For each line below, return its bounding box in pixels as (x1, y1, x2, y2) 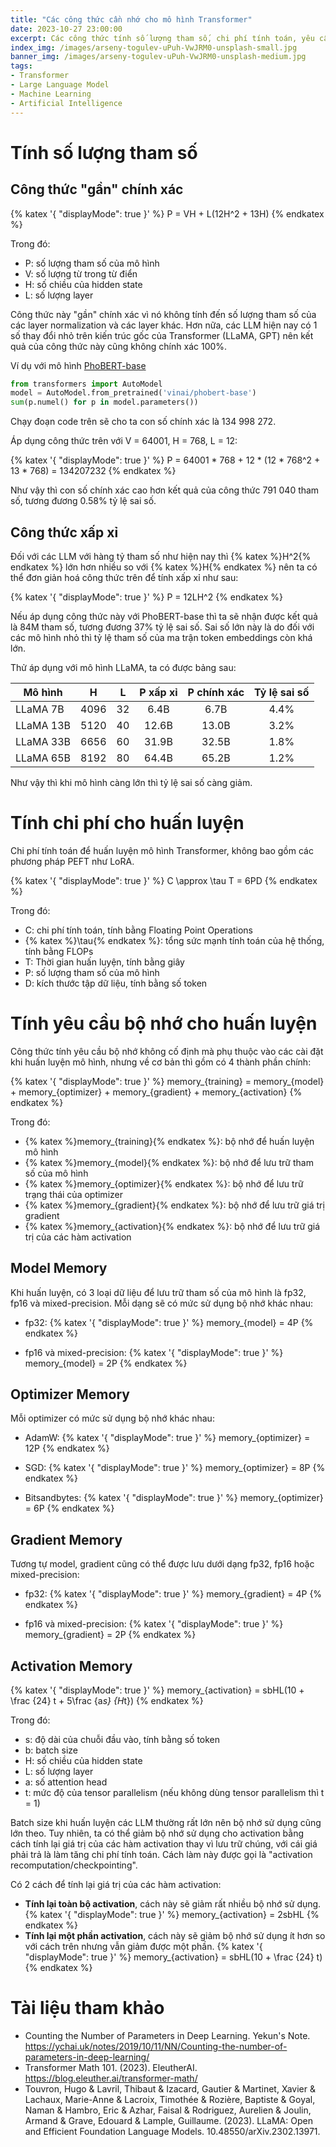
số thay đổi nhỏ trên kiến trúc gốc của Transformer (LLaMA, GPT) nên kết (10, 329, 314, 341)
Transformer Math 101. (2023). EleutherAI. (24, 2062, 198, 2073)
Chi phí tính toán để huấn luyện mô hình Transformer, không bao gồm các (10, 844, 314, 856)
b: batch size (24, 1744, 79, 1756)
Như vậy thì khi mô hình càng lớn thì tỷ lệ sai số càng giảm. (10, 776, 253, 788)
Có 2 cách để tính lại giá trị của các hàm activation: (10, 1879, 222, 1891)
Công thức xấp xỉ (10, 524, 119, 541)
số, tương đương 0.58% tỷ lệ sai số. (10, 495, 157, 507)
